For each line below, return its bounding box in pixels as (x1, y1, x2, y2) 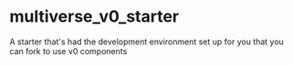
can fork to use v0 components (9, 45, 128, 56)
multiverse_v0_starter (9, 6, 180, 27)
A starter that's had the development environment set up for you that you (9, 36, 285, 47)
